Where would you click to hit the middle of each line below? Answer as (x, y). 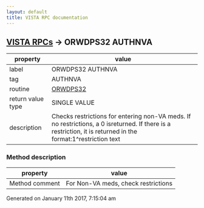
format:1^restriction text (86, 139)
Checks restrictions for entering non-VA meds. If (121, 116)
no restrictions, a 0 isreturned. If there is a (111, 124)
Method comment (35, 183)
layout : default (27, 12)
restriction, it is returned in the (94, 132)
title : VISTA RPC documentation (47, 18)
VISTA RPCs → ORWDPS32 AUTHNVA (80, 42)
